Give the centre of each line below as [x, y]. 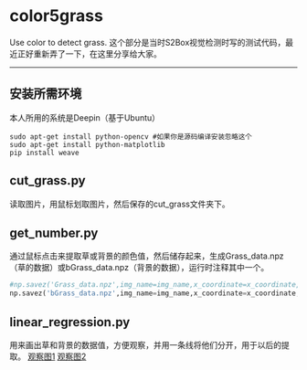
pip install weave [44, 153]
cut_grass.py [48, 180]
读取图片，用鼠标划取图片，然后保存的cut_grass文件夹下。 [120, 204]
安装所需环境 [46, 94]
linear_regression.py [70, 322]
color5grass [56, 16]
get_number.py [54, 233]
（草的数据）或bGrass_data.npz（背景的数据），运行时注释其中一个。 [139, 268]
